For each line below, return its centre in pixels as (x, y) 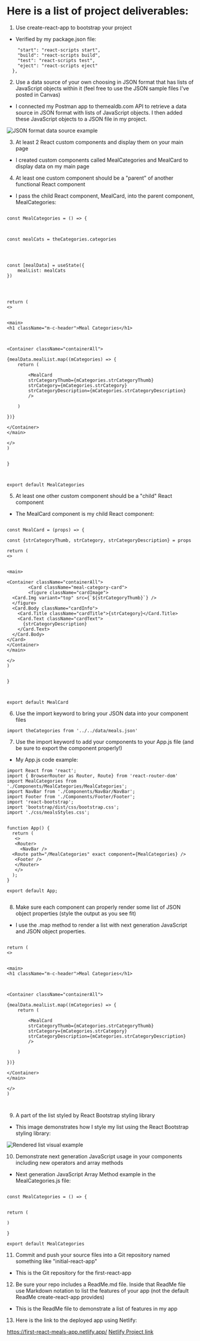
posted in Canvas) (38, 94)
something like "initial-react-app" (56, 1261)
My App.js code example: (47, 759)
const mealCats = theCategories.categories (62, 239)
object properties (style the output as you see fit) (76, 913)
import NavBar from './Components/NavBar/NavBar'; (71, 791)
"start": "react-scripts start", (59, 50)
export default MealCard (38, 702)
